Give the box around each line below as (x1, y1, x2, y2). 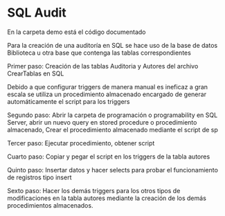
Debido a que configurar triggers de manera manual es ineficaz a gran (7, 82, 208, 91)
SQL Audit (7, 5, 67, 21)
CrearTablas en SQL (7, 69, 64, 78)
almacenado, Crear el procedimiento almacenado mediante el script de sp (7, 125, 218, 134)
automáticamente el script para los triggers (7, 97, 130, 105)
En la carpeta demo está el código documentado (7, 28, 146, 36)
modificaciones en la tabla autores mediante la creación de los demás (7, 194, 206, 202)
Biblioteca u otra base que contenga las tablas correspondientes (7, 48, 192, 57)
